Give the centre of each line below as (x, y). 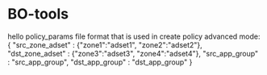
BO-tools (38, 14)
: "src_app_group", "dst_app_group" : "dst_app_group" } (100, 62)
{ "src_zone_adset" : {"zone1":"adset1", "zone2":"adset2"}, (105, 44)
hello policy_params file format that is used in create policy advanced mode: (134, 36)
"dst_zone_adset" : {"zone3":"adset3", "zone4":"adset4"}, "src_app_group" (133, 53)
